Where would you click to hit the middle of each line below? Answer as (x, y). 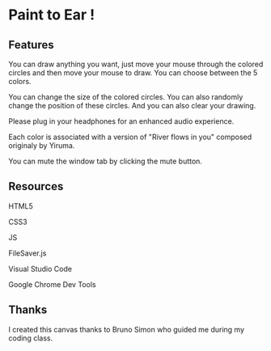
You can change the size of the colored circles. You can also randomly (126, 97)
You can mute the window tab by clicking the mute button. (105, 161)
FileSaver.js (28, 253)
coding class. (31, 338)
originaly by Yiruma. (42, 146)
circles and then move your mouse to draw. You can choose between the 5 (133, 73)
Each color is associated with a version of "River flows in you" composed (130, 137)
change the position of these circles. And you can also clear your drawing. (132, 106)
